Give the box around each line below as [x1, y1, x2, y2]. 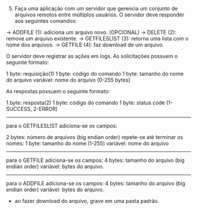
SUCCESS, [6, 106, 32, 112]
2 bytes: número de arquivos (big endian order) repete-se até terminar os [6, 134, 184, 140]
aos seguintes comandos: [14, 18, 77, 24]
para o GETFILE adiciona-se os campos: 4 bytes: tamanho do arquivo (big [6, 157, 185, 164]
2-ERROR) [33, 106, 58, 112]
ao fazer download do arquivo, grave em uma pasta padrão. [14, 198, 159, 204]
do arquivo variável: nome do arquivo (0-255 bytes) [6, 76, 131, 83]
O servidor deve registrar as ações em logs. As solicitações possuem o [6, 53, 178, 59]
